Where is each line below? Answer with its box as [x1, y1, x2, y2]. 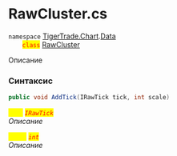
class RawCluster [22, 39, 80, 49]
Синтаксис [8, 75, 54, 86]
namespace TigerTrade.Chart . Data [8, 31, 116, 41]
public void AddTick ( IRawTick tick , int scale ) [8, 94, 171, 102]
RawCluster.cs [8, 5, 108, 23]
